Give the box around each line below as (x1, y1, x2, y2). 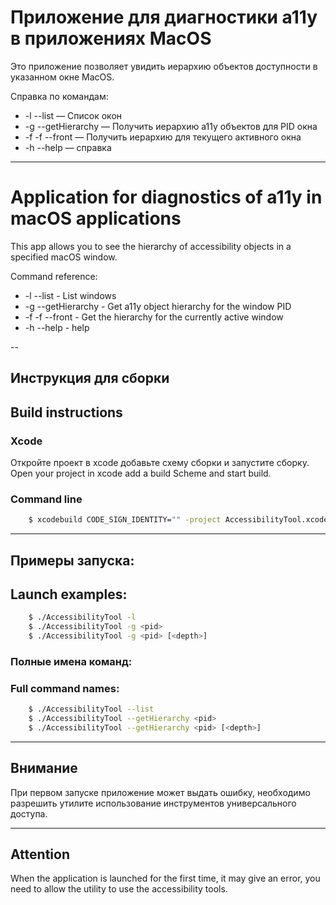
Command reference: (10, 270, 98, 282)
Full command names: (10, 681, 120, 695)
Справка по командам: (10, 90, 109, 102)
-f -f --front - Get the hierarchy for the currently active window (24, 311, 284, 323)
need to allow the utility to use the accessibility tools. (10, 883, 228, 895)
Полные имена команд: (10, 654, 133, 668)
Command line (10, 492, 83, 506)
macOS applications (10, 207, 182, 230)
